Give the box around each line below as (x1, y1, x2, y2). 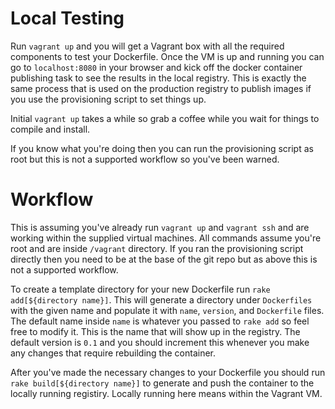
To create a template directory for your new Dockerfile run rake (10, 283, 271, 295)
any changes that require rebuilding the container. (10, 347, 217, 359)
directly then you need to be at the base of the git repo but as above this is (10, 253, 318, 265)
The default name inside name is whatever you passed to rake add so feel (10, 315, 310, 327)
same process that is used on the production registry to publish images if (10, 82, 312, 94)
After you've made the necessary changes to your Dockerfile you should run (10, 366, 326, 378)
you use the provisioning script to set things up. (10, 93, 207, 105)
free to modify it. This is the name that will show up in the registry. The (10, 325, 301, 337)
